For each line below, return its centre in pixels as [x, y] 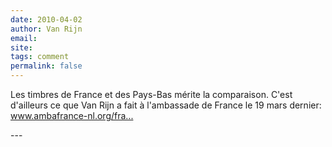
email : [24, 38]
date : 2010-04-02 [46, 19]
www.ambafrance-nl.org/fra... [72, 115]
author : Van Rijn [46, 29]
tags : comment [40, 57]
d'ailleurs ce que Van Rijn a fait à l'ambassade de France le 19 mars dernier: [166, 105]
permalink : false [46, 66]
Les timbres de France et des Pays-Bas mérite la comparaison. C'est [151, 94]
